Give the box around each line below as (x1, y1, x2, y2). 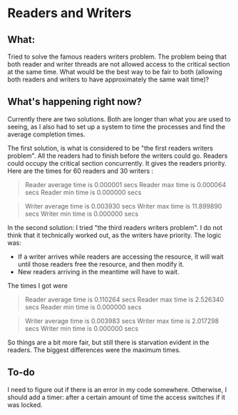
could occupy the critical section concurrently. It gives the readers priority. (7, 159, 227, 167)
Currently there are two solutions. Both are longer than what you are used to (7, 114, 232, 123)
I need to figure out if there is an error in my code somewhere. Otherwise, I (7, 385, 227, 394)
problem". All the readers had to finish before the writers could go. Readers (7, 151, 228, 160)
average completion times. (7, 130, 86, 139)
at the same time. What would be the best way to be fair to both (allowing (7, 68, 222, 76)
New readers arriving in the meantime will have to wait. (17, 267, 180, 276)
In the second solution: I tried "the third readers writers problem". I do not (7, 223, 223, 231)
